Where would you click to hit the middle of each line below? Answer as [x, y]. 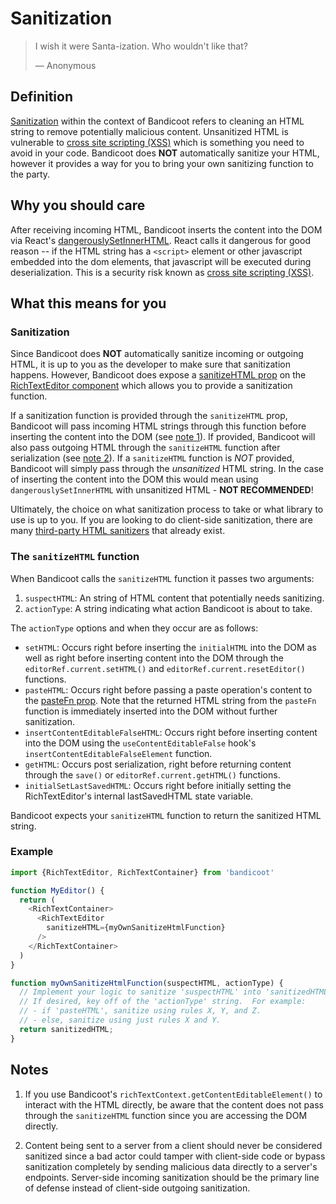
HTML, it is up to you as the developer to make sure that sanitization [150, 364]
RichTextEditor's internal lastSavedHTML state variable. [139, 796]
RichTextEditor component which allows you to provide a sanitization [151, 386]
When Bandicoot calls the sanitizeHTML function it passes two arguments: [162, 578]
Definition [41, 97]
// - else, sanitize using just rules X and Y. [120, 1020]
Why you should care [78, 205]
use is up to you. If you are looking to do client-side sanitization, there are [161, 520]
